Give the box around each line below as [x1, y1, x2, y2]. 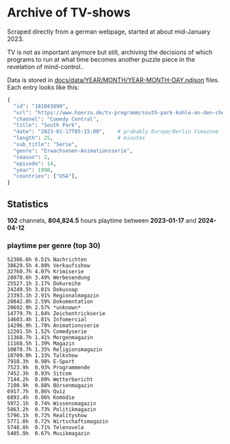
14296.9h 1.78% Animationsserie [7, 322, 99, 330]
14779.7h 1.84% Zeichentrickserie [7, 310, 106, 317]
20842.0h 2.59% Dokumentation [7, 298, 94, 306]
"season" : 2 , [13, 153, 51, 160]
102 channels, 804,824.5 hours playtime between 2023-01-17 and [7, 217, 196, 224]
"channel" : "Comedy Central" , [13, 115, 99, 123]
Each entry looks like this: [7, 83, 79, 91]
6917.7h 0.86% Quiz [7, 388, 66, 395]
